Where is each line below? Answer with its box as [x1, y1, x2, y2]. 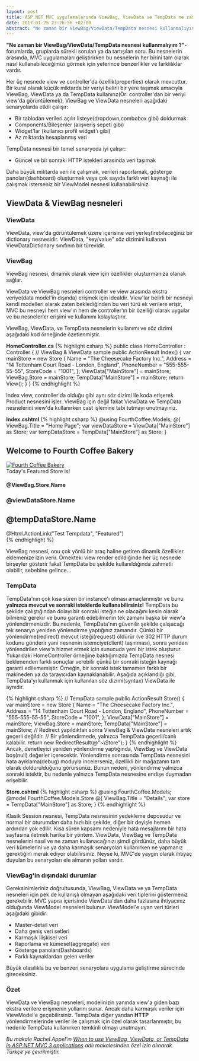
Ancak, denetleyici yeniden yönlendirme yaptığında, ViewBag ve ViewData [6, 745, 188, 752]
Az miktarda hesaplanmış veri [14, 134, 87, 141]
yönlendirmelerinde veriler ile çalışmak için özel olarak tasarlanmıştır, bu [6, 1018, 182, 1025]
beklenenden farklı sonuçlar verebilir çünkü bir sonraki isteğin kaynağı [6, 658, 177, 665]
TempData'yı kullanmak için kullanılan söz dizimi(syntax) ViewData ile [6, 677, 175, 684]
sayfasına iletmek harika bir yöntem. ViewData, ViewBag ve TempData [6, 831, 177, 838]
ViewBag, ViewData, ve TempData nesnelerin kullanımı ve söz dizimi [6, 324, 173, 332]
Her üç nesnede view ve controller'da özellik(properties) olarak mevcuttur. [6, 78, 188, 85]
